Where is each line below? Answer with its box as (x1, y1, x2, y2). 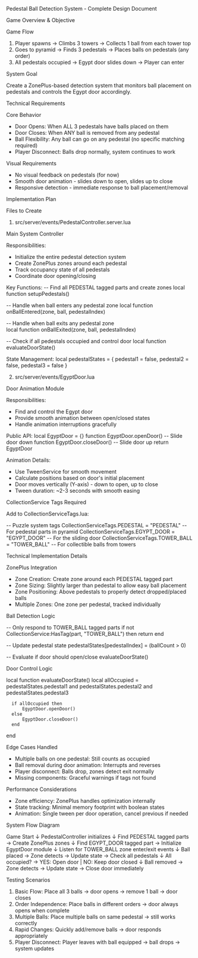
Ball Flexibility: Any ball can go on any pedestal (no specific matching (14, 135, 185, 143)
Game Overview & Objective (6, 17, 76, 23)
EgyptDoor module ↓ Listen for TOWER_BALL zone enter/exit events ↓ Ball (6, 846, 190, 852)
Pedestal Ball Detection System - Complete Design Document (6, 5, 158, 12)
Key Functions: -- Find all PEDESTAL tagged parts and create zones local (6, 284, 186, 291)
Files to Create (6, 207, 42, 214)
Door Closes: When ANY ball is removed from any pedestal (14, 129, 160, 136)
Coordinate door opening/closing (14, 273, 96, 279)
